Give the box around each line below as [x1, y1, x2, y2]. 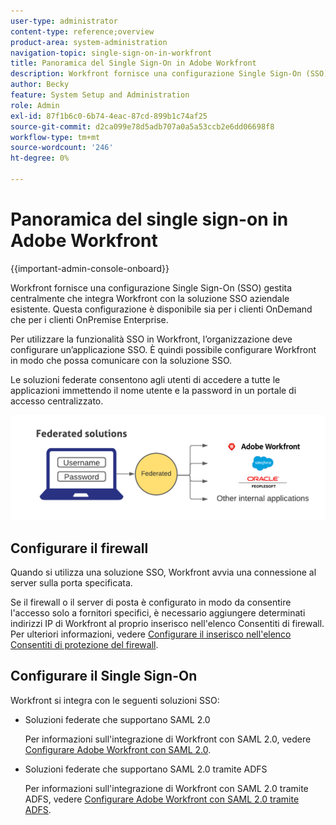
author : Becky [10, 80, 70, 90]
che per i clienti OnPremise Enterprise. [10, 313, 169, 325]
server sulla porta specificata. [10, 576, 133, 589]
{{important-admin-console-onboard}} [10, 262, 170, 274]
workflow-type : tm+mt [10, 132, 101, 142]
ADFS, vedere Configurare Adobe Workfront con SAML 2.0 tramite [24, 793, 300, 805]
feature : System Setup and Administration [10, 90, 190, 100]
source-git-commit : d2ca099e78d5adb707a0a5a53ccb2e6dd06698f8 [10, 121, 275, 132]
